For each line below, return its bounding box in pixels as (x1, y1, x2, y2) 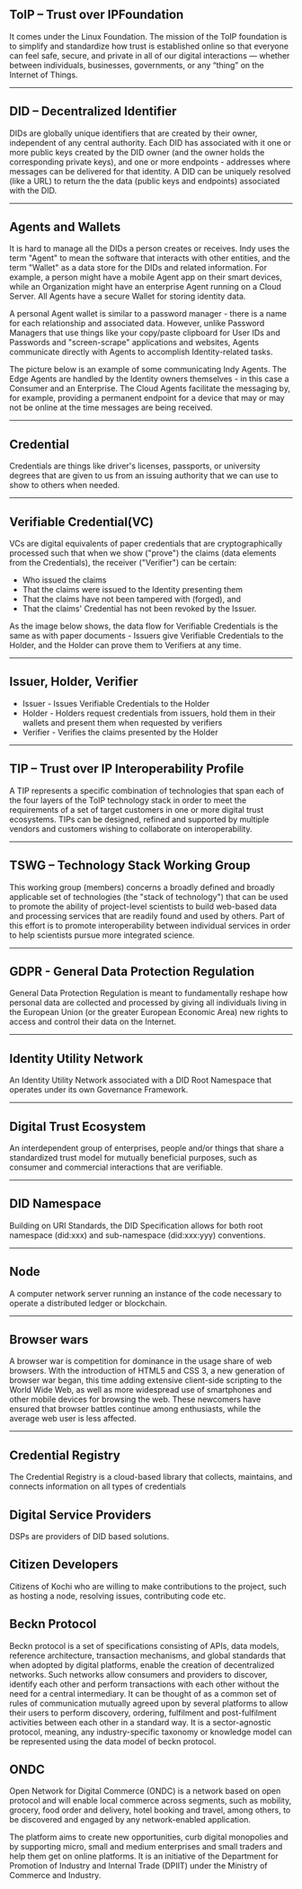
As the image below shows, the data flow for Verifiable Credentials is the (9, 620, 279, 632)
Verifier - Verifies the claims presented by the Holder (22, 726, 218, 737)
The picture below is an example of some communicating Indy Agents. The (9, 364, 288, 375)
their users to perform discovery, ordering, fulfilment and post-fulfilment (9, 1707, 277, 1718)
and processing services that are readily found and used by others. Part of (9, 910, 285, 921)
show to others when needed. (9, 480, 120, 491)
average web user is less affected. (9, 1413, 137, 1424)
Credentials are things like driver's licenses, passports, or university (9, 460, 261, 471)
